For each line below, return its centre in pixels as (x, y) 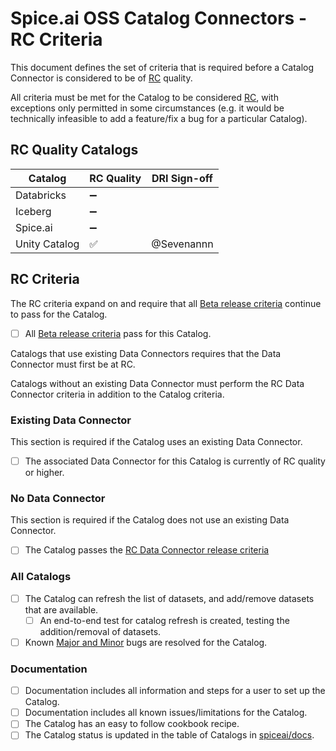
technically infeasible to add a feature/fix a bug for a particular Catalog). (159, 118)
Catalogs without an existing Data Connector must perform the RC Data (157, 383)
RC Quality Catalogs (74, 150)
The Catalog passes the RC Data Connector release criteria (147, 550)
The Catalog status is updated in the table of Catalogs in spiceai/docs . (169, 735)
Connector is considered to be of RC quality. (101, 78)
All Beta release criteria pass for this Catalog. (118, 333)
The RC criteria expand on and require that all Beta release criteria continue (166, 303)
